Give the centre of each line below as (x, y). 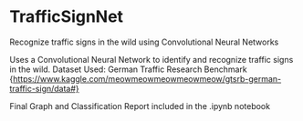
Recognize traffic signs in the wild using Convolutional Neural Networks (144, 42)
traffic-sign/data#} (44, 88)
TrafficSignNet (67, 17)
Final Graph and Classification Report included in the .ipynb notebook (140, 106)
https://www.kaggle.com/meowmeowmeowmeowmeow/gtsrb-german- (147, 78)
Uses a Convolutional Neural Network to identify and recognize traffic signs (151, 59)
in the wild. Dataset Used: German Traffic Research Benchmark (129, 69)
